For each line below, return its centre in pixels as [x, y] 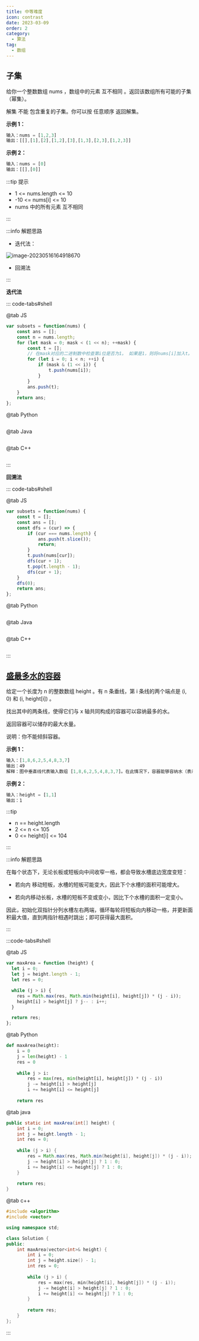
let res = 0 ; [28, 980]
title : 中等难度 [24, 12]
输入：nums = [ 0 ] [26, 164]
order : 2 [17, 28]
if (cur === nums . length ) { [62, 533]
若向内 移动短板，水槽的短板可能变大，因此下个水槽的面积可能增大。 [98, 885]
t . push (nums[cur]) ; [52, 556]
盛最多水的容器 [33, 676]
